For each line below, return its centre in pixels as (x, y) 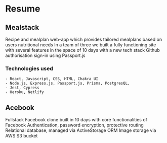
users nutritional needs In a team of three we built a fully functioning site (81, 45)
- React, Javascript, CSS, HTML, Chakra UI (52, 79)
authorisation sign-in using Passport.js (45, 55)
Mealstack (22, 27)
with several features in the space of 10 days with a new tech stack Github (83, 50)
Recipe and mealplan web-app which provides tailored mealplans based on (84, 39)
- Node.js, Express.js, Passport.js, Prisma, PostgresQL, (68, 84)
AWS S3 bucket (22, 136)
